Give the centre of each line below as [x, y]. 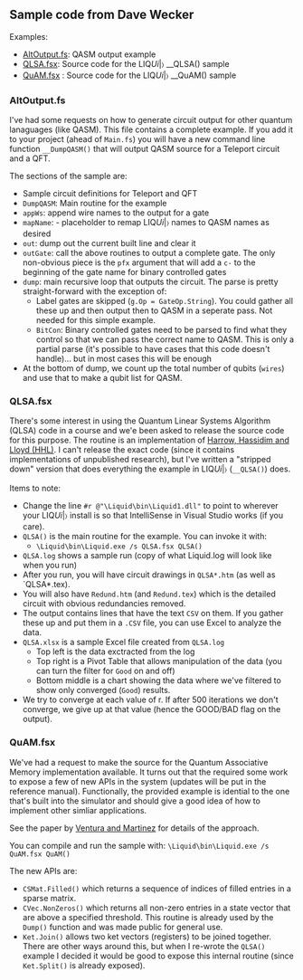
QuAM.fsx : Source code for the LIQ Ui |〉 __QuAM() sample [129, 75]
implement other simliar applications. [78, 810]
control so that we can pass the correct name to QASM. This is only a [165, 339]
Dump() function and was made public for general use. [123, 927]
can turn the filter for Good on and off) [105, 671]
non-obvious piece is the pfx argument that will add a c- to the [139, 262]
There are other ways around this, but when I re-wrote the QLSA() [144, 946]
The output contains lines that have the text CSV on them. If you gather [153, 614]
